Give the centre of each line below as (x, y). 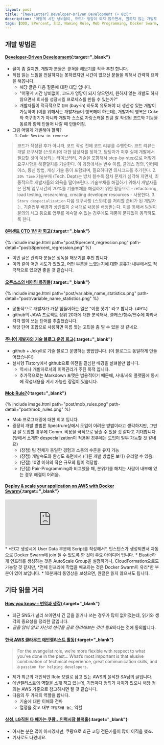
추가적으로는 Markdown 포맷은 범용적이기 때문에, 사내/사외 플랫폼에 (85, 375)
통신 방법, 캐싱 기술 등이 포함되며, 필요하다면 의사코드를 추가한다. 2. (92, 170)
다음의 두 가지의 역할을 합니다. (41, 695)
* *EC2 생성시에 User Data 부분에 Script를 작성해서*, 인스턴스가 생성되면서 (77, 548)
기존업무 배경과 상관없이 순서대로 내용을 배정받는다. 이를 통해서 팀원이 (90, 207)
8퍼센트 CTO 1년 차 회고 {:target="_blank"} (48, 231)
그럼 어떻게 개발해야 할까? (37, 130)
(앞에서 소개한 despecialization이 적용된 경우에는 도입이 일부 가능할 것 (80, 438)
